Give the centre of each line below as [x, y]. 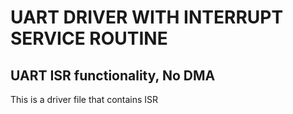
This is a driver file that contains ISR [84, 99]
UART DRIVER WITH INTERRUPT [147, 17]
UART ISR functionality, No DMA [113, 75]
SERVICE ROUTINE [89, 38]
